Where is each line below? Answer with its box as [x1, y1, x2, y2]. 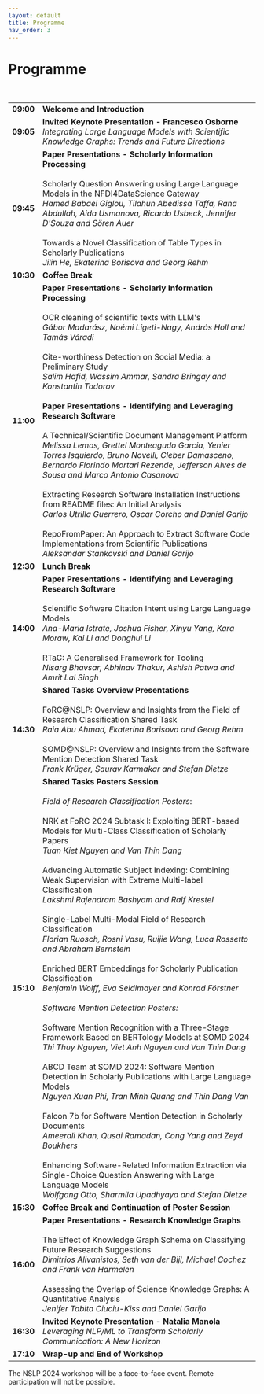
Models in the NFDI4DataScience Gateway [42, 188, 200, 199]
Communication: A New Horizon [42, 1336, 161, 1347]
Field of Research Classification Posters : [42, 796, 192, 807]
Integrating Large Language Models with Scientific [42, 127, 230, 138]
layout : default [8, 11, 61, 20]
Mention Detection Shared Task [42, 754, 159, 765]
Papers [42, 835, 69, 846]
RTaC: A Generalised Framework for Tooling [42, 652, 204, 663]
